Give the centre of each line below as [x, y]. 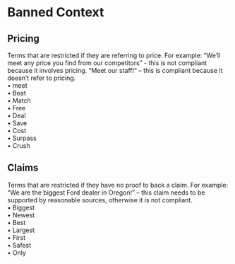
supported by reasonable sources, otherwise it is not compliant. [100, 200]
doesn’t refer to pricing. [42, 78]
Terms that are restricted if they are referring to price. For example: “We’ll [114, 55]
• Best [17, 222]
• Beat [17, 93]
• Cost [17, 131]
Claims [23, 168]
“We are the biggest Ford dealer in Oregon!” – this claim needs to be [106, 193]
